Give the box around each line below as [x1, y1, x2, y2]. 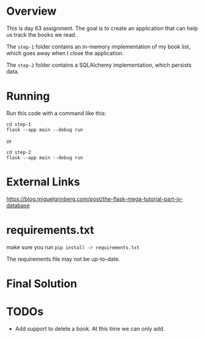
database [6, 201, 31, 209]
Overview [6, 4, 57, 18]
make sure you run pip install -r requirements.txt [6, 243, 140, 250]
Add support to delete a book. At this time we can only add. [15, 325, 165, 332]
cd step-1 [6, 121, 32, 127]
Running [6, 89, 50, 103]
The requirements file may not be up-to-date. [6, 255, 120, 263]
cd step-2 [6, 149, 32, 156]
